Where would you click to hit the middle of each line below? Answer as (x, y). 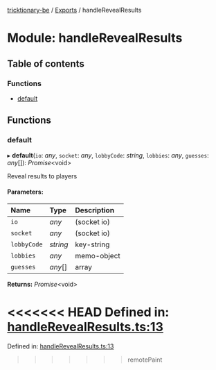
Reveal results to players (42, 176)
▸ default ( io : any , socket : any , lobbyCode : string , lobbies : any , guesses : (108, 155)
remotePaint (145, 360)
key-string (92, 244)
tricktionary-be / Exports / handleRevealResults (74, 10)
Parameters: (25, 192)
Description (95, 210)
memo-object (98, 255)
